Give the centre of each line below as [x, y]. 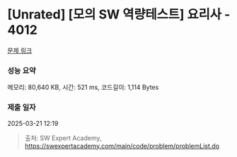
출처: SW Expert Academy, [63, 138]
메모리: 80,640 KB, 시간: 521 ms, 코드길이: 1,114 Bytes [83, 87]
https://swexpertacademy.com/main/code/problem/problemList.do [122, 146]
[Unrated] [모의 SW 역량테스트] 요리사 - [119, 14]
